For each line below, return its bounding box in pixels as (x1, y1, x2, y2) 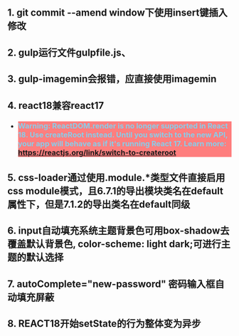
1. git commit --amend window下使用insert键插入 (7, 6, 228, 19)
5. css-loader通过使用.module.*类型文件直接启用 (7, 172, 225, 184)
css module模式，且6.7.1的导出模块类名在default (7, 184, 224, 197)
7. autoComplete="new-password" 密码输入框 (7, 278, 216, 290)
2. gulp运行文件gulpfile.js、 (7, 46, 131, 58)
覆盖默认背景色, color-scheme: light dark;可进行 (7, 238, 222, 251)
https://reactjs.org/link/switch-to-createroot (17, 148, 176, 158)
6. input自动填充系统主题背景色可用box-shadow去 (7, 225, 230, 237)
